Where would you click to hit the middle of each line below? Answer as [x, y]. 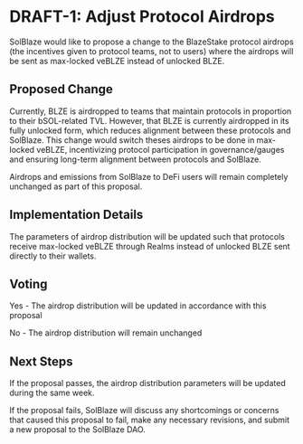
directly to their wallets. [53, 256]
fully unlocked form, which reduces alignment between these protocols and [150, 130]
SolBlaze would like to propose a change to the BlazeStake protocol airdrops [151, 42]
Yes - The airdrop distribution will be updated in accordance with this [138, 306]
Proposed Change [61, 89]
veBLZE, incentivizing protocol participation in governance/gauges [160, 149]
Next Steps [41, 361]
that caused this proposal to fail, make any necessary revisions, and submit [150, 420]
